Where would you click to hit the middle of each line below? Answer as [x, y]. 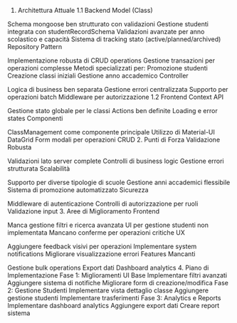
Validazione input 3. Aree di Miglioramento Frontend [84, 211]
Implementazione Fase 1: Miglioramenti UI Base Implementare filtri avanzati [117, 275]
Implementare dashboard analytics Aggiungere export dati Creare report [114, 306]
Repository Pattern [35, 47]
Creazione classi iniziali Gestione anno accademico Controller [98, 75]
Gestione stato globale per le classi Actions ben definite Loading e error [113, 111]
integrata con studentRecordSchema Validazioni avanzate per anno [106, 32]
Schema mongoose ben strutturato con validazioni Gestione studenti [108, 24]
